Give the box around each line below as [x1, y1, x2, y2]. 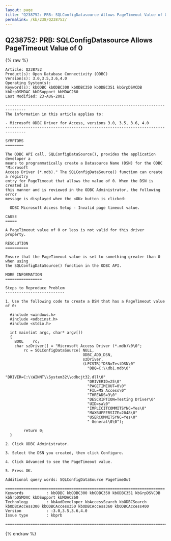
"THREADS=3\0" [87, 393, 117, 398]
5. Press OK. [5, 468, 33, 474]
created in [5, 183, 28, 188]
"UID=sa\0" [87, 401, 110, 407]
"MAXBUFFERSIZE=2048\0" [87, 411, 138, 416]
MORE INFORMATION [5, 272, 42, 278]
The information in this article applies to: [5, 112, 103, 117]
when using [5, 259, 28, 264]
